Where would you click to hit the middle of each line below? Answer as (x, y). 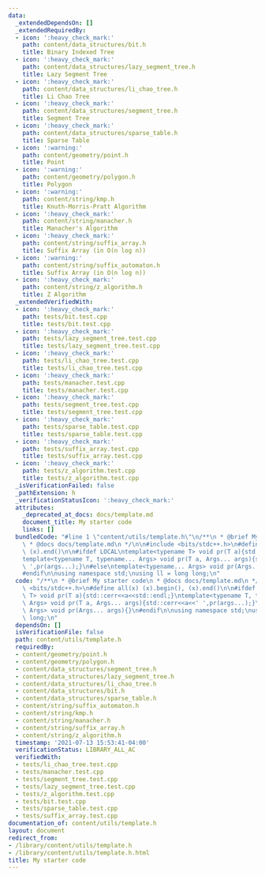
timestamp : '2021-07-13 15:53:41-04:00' (82, 743)
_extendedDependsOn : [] (54, 23)
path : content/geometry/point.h (75, 155)
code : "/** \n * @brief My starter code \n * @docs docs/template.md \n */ (137, 581)
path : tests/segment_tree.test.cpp (81, 405)
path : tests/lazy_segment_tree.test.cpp (90, 339)
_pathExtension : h (46, 493)
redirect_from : (33, 838)
